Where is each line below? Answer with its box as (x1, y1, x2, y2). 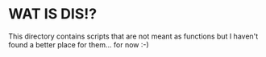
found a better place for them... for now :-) (8, 39, 149, 49)
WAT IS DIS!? (8, 5, 98, 23)
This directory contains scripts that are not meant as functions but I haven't (8, 31, 259, 41)
